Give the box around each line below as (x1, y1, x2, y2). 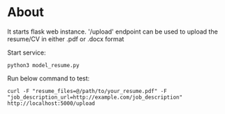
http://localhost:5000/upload (7, 99, 96, 107)
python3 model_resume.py (7, 62, 80, 69)
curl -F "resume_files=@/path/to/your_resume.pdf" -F (7, 87, 168, 94)
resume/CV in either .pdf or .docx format (7, 34, 124, 43)
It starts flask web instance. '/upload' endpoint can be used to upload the (7, 27, 218, 36)
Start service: (7, 48, 46, 57)
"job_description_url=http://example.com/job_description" (7, 94, 183, 101)
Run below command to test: (7, 74, 90, 83)
